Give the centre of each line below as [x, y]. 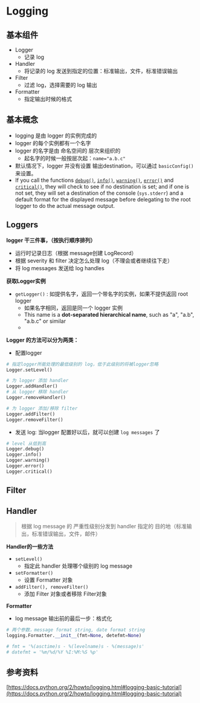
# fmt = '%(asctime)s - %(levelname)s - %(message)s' [76, 646]
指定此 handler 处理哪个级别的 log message [78, 566]
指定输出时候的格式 [48, 99]
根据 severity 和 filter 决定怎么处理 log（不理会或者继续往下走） [94, 261]
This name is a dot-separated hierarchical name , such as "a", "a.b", [109, 314]
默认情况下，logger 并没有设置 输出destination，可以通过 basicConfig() [104, 166]
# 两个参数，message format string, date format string [76, 630]
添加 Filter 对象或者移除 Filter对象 [65, 594]
